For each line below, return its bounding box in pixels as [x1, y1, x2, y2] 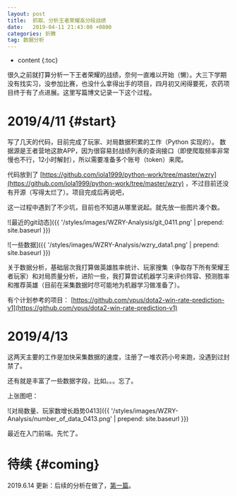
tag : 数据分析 [7, 37, 44, 44]
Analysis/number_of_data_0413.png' [7, 415, 113, 423]
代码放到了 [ [7, 170, 43, 179]
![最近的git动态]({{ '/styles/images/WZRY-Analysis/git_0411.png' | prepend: [7, 218, 224, 227]
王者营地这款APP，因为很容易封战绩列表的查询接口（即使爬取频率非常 [25, 146, 230, 155]
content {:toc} [17, 56, 59, 64]
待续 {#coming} [7, 456, 100, 473]
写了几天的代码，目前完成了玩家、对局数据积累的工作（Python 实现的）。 [7, 138, 219, 146]
